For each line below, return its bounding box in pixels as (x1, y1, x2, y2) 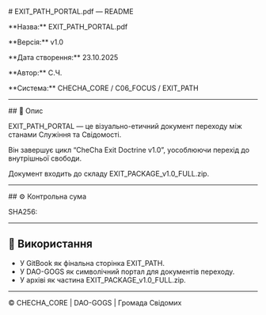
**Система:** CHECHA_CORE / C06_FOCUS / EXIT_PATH (8, 83, 199, 93)
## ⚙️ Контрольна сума (8, 192, 87, 201)
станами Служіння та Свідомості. (8, 130, 122, 139)
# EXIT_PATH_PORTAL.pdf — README (8, 7, 134, 16)
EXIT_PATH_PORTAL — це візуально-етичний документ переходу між (8, 122, 243, 131)
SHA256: (8, 207, 38, 216)
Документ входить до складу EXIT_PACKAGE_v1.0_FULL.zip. (8, 169, 210, 178)
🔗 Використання (8, 237, 93, 251)
